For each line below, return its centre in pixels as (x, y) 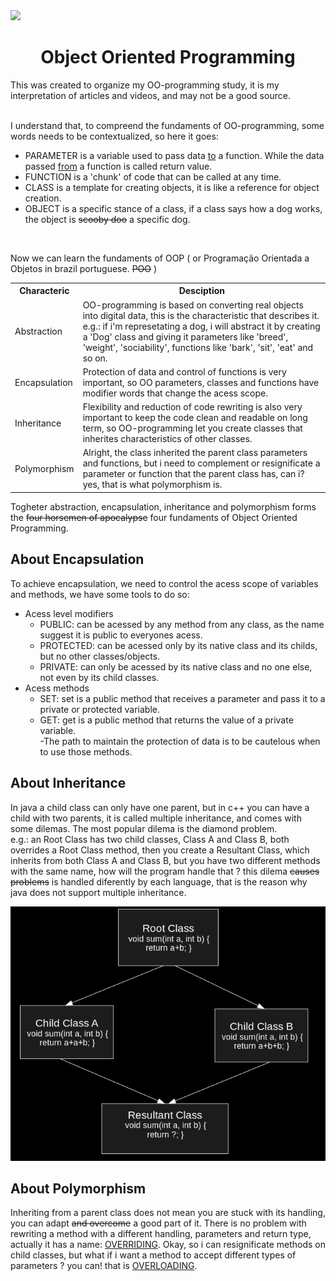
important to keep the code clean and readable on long (195, 418)
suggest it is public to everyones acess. (121, 635)
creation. (43, 198)
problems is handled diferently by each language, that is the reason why (159, 881)
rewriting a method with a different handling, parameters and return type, (161, 1234)
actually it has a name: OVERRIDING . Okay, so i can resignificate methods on (168, 1245)
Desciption (201, 291)
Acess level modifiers (69, 613)
